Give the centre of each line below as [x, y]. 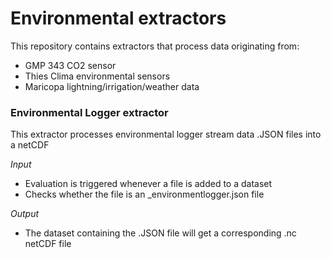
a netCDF [30, 145]
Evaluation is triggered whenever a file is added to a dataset [148, 184]
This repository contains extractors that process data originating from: [155, 46]
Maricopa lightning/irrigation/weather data [112, 86]
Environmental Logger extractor [89, 112]
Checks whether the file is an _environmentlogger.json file [144, 194]
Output [25, 214]
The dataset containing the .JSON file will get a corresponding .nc [160, 233]
